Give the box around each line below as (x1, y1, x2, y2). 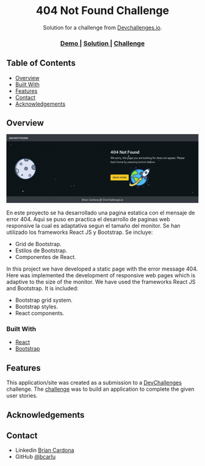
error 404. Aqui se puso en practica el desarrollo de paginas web (6, 216, 170, 223)
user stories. (6, 392, 38, 399)
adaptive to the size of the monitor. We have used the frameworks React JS (6, 279, 196, 286)
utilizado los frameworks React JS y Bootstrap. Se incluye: (6, 228, 153, 236)
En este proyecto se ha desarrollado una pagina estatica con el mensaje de (6, 209, 195, 217)
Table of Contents (6, 58, 76, 68)
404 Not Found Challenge (35, 4, 170, 18)
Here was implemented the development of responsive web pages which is (6, 272, 196, 279)
